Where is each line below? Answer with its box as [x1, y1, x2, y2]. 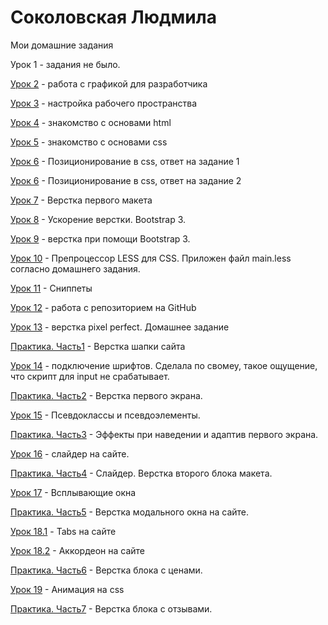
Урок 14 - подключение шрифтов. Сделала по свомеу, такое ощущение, [10, 359, 318, 371]
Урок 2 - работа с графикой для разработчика [10, 77, 208, 90]
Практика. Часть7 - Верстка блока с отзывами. [10, 602, 213, 615]
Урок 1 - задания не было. [10, 58, 121, 70]
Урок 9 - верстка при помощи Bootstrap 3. [10, 232, 191, 245]
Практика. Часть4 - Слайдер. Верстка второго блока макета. [10, 467, 273, 479]
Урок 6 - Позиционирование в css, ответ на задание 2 [10, 174, 242, 186]
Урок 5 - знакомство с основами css [10, 136, 168, 148]
